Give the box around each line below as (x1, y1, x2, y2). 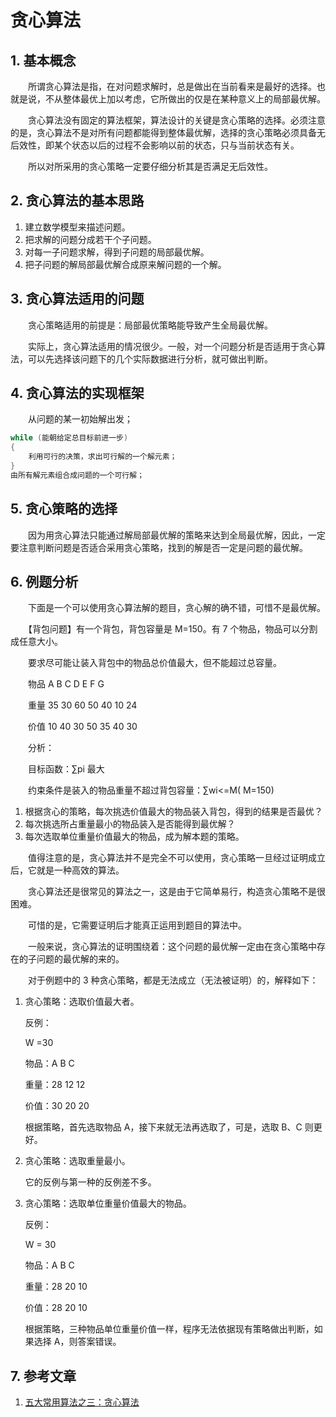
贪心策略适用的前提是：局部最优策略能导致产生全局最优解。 (27, 319, 273, 331)
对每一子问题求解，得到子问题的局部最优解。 (24, 246, 210, 258)
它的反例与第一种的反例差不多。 (24, 1176, 157, 1188)
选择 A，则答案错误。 (33, 1336, 122, 1348)
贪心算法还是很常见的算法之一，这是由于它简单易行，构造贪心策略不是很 (27, 886, 326, 898)
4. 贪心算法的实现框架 (10, 385, 145, 402)
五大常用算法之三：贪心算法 (24, 1396, 140, 1408)
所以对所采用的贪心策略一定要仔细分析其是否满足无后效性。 (27, 161, 273, 172)
